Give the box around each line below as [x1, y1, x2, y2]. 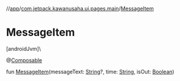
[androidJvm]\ [6, 45, 41, 52]
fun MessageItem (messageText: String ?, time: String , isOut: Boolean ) [6, 68, 175, 75]
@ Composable [6, 56, 43, 64]
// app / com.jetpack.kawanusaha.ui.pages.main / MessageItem [6, 5, 154, 12]
